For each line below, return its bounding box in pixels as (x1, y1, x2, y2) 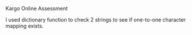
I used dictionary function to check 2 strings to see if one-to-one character (5, 16, 186, 23)
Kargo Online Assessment (5, 5, 68, 12)
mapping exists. (5, 23, 44, 29)
